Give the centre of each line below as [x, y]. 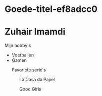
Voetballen [23, 55]
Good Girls [30, 89]
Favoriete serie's [29, 70]
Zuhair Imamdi [35, 32]
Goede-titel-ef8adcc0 [51, 9]
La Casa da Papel [37, 80]
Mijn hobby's [18, 46]
